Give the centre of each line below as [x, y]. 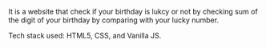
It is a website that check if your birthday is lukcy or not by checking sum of [133, 12]
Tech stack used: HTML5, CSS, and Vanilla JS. [85, 36]
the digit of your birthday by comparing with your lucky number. [113, 20]
